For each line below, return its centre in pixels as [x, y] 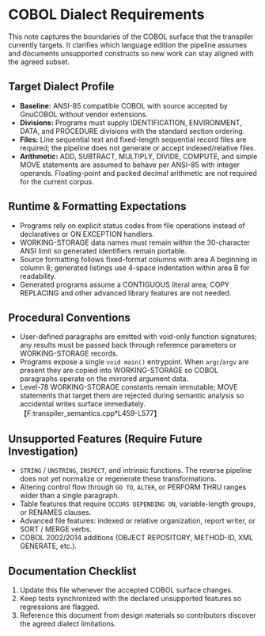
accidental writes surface [61, 404]
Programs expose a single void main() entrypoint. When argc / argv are [134, 362]
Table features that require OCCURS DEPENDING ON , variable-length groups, [138, 504]
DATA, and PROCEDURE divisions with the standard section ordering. [132, 131]
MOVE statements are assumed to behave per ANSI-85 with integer [129, 165]
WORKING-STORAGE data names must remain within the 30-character [135, 242]
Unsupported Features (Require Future [105, 438]
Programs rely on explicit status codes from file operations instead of [132, 225]
